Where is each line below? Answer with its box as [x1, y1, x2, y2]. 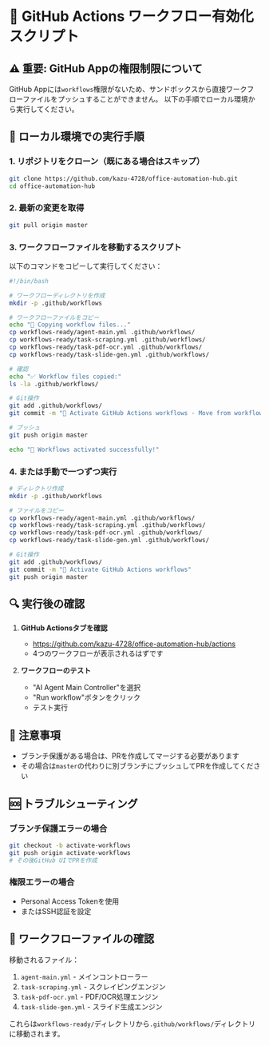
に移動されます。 [9, 1028, 65, 1038]
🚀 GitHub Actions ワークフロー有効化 [9, 7, 255, 26]
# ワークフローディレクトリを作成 [9, 291, 105, 300]
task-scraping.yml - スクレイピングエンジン [20, 981, 166, 992]
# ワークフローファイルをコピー [9, 313, 100, 321]
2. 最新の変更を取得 [9, 202, 85, 214]
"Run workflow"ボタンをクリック [32, 693, 141, 702]
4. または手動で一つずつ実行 [9, 465, 117, 477]
